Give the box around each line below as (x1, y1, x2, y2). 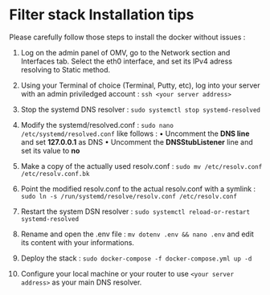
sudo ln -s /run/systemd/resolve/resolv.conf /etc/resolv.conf (20, 192, 238, 200)
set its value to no (20, 145, 80, 155)
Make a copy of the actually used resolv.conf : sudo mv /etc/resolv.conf (20, 161, 263, 170)
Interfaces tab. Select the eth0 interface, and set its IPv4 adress (20, 56, 232, 66)
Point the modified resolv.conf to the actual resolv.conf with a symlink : (20, 183, 256, 194)
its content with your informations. (20, 237, 135, 247)
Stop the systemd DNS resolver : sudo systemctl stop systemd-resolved (20, 104, 260, 114)
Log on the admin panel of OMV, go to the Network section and (20, 47, 231, 57)
